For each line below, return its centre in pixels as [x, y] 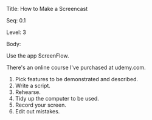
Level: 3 [16, 32]
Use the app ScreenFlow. [38, 56]
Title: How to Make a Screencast [47, 9]
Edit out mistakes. [37, 111]
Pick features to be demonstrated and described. [77, 79]
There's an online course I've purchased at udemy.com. [76, 67]
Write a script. [33, 85]
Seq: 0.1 [16, 20]
